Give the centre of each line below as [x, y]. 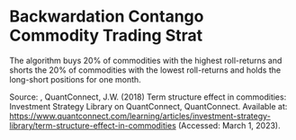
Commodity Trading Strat [106, 35]
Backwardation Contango [107, 17]
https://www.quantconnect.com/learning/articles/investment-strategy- [140, 116]
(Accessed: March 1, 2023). [229, 125]
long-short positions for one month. [75, 79]
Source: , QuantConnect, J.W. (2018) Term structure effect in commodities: [148, 97]
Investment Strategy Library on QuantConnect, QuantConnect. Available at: [148, 106]
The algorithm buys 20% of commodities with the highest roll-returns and [146, 60]
